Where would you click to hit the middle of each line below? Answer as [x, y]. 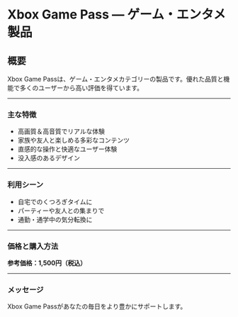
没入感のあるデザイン [49, 158]
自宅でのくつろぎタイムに [55, 201]
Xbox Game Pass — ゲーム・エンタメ [117, 15]
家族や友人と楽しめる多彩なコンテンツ [73, 140]
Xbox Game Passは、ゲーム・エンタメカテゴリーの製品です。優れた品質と [115, 79]
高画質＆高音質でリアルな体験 [61, 131]
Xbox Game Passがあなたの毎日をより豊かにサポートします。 [97, 306]
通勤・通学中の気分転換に [55, 219]
